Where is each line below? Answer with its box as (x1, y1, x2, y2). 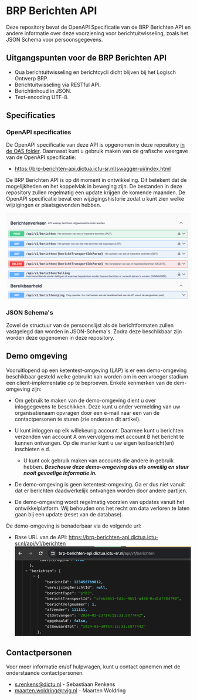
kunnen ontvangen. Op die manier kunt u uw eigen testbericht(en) (14, 439, 175, 447)
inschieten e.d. (14, 445, 51, 452)
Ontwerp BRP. (14, 75, 49, 82)
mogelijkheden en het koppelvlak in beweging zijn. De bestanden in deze (6, 183, 183, 190)
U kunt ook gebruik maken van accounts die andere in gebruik (23, 456, 174, 464)
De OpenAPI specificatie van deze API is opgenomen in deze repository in (6, 141, 185, 148)
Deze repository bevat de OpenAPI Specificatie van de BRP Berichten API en (6, 23, 191, 31)
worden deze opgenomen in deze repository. (6, 334, 115, 341)
